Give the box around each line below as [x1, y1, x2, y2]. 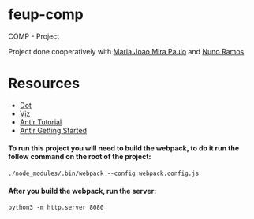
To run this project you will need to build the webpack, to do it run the [8, 143, 240, 153]
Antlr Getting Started [19, 125, 88, 135]
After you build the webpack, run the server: [8, 186, 157, 195]
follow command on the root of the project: [8, 152, 151, 161]
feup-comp [8, 6, 84, 24]
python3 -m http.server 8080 [8, 203, 104, 212]
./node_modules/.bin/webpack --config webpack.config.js [8, 169, 200, 178]
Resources [8, 75, 80, 92]
